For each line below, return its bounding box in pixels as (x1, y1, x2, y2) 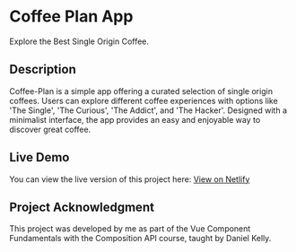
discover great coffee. (9, 124, 91, 135)
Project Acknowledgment (9, 199, 155, 214)
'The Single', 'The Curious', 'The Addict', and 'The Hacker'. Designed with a (9, 105, 288, 116)
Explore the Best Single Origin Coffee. (9, 36, 150, 47)
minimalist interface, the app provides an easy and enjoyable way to (9, 114, 261, 125)
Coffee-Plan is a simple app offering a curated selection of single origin (9, 85, 274, 96)
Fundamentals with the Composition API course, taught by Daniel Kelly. (9, 233, 272, 244)
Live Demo (9, 150, 70, 165)
